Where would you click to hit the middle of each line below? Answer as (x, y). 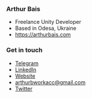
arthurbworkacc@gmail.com (50, 82)
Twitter (24, 88)
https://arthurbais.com (43, 35)
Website (25, 76)
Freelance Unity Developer (48, 22)
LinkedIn (26, 69)
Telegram (27, 63)
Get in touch (25, 50)
